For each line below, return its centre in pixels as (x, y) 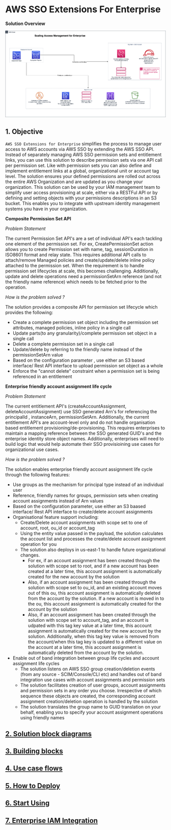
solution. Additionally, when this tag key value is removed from (93, 637)
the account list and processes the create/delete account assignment (93, 539)
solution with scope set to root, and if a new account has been (93, 566)
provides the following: (29, 313)
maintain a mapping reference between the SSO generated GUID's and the (83, 433)
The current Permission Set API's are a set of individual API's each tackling (84, 239)
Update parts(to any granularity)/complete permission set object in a (84, 333)
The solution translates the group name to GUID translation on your (91, 707)
